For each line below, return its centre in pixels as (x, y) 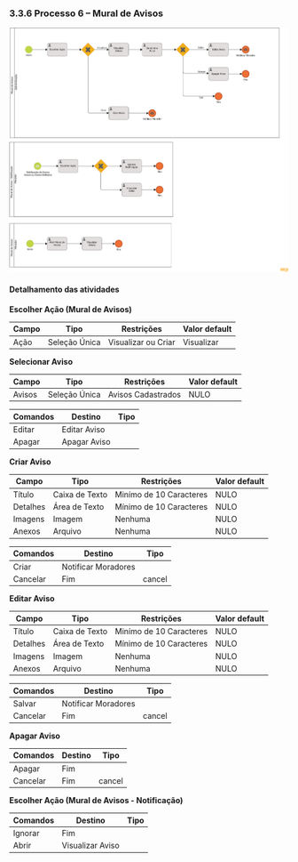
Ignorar (26, 834)
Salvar (25, 704)
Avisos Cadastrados (145, 394)
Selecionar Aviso (41, 362)
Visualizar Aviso (90, 846)
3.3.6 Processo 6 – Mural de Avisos (86, 13)
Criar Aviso (30, 462)
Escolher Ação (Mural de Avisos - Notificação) (96, 801)
